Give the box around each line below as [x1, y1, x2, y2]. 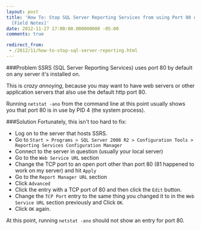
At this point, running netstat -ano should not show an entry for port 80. [6, 217, 185, 224]
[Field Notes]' [11, 20, 50, 26]
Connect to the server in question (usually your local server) [14, 148, 163, 155]
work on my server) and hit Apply [14, 166, 97, 174]
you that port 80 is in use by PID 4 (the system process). [6, 106, 145, 113]
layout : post [6, 8, 39, 15]
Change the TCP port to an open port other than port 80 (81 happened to [14, 160, 194, 168]
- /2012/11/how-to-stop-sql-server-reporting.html [8, 47, 138, 54]
